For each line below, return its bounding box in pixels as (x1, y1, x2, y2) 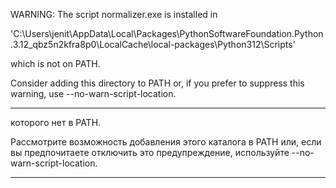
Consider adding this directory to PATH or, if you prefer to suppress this (10, 77, 305, 89)
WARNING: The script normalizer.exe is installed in (10, 9, 218, 20)
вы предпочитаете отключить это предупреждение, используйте (10, 147, 290, 158)
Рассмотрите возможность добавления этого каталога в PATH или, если (10, 136, 322, 148)
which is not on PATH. (10, 58, 101, 69)
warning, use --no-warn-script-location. (10, 88, 177, 99)
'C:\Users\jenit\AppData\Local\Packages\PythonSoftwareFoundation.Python (10, 28, 324, 39)
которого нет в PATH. (10, 117, 102, 128)
